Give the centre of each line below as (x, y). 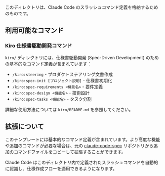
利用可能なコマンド (34, 30)
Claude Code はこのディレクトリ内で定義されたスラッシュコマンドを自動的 (82, 162)
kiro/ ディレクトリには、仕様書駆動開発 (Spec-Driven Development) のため (82, 57)
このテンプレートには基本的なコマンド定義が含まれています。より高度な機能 (83, 139)
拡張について (25, 127)
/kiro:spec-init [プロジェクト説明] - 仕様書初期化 (62, 80)
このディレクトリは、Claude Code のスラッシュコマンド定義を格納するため (82, 7)
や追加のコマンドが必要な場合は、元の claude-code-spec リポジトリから (80, 145)
